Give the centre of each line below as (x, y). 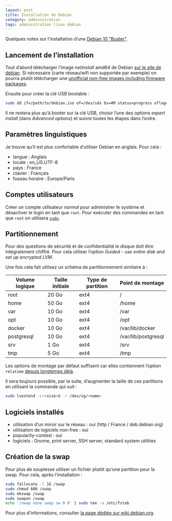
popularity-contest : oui (37, 435)
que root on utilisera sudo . (33, 218)
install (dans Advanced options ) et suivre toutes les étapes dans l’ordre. (81, 118)
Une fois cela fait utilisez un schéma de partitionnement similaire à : (77, 267)
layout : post (19, 10)
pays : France (27, 168)
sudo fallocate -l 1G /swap (35, 484)
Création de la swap (38, 457)
